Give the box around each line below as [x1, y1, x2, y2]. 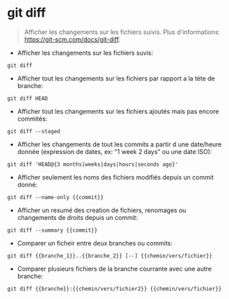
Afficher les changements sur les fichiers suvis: [17, 49, 153, 57]
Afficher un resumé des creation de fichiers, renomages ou [17, 206, 187, 214]
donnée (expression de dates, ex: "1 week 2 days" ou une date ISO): [17, 147, 212, 155]
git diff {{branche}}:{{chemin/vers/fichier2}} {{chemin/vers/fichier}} [7, 285, 222, 292]
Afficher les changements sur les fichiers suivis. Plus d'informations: [24, 28, 221, 36]
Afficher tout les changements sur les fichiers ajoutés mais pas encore [17, 107, 219, 115]
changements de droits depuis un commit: [17, 213, 138, 221]
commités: [17, 114, 48, 123]
